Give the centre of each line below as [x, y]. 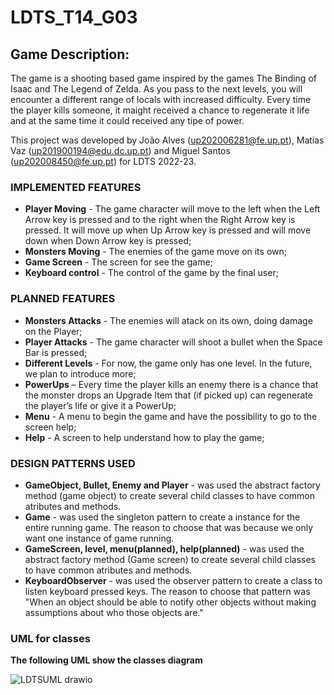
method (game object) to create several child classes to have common [169, 495]
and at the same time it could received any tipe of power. [127, 120]
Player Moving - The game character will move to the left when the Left [172, 209]
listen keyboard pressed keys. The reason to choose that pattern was [167, 591]
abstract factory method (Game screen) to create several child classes [170, 559]
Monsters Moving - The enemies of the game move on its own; [155, 252]
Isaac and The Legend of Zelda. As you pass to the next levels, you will [156, 89]
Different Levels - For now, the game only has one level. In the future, [168, 363]
